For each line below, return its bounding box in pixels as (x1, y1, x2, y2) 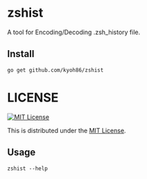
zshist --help (7, 165, 49, 172)
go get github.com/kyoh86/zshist (7, 66, 104, 74)
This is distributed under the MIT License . (7, 126, 126, 134)
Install (7, 48, 35, 60)
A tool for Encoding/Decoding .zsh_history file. (7, 28, 141, 36)
